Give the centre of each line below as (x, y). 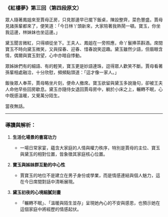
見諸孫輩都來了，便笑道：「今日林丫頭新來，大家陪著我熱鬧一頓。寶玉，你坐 (83, 26)
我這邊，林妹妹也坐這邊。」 (32, 32)
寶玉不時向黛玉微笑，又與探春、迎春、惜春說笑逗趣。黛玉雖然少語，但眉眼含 (84, 49)
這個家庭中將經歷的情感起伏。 (50, 209)
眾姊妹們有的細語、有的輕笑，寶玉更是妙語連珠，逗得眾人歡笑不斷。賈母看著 (84, 66)
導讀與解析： (21, 125)
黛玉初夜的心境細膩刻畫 (36, 192)
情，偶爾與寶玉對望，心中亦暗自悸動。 (44, 56)
